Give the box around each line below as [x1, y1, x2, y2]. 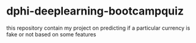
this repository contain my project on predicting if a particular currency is [6, 24, 191, 31]
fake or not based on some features [6, 30, 96, 38]
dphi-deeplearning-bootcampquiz [6, 4, 184, 18]
